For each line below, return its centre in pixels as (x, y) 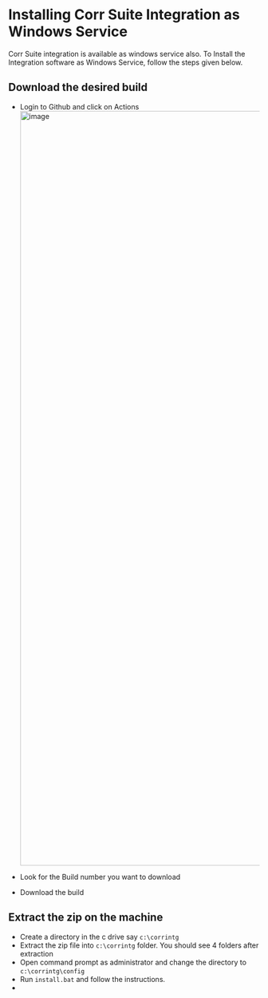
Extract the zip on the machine (86, 918)
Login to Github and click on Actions (79, 106)
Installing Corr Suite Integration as (124, 15)
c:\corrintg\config (52, 971)
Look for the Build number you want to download (100, 877)
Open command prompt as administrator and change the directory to (133, 962)
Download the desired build (78, 87)
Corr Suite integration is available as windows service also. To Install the (127, 54)
